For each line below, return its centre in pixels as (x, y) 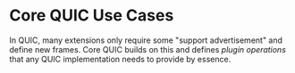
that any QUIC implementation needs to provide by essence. (120, 59)
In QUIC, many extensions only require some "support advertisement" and (146, 40)
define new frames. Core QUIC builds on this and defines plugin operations (147, 49)
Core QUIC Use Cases (92, 16)
